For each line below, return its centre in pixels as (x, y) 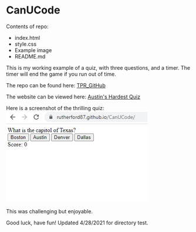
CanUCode (33, 10)
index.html (27, 37)
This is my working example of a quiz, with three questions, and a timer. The (98, 67)
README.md (30, 56)
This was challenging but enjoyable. (49, 211)
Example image (33, 50)
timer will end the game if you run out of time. (61, 74)
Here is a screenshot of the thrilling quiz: (55, 108)
